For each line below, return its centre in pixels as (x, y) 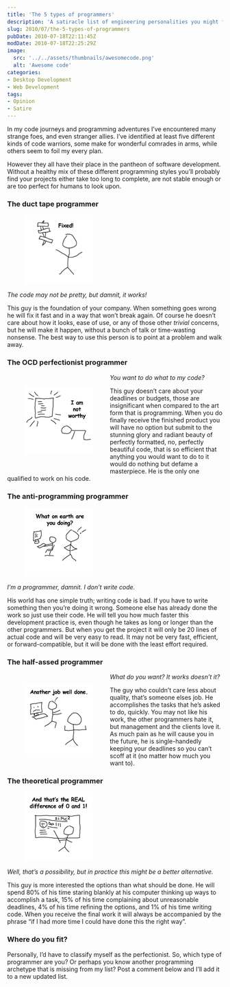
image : (16, 51)
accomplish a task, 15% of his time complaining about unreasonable (103, 900)
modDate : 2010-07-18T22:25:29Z (52, 44)
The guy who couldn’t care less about (163, 690)
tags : (15, 94)
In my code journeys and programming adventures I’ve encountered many (112, 129)
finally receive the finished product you (165, 420)
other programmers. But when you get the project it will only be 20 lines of (112, 629)
